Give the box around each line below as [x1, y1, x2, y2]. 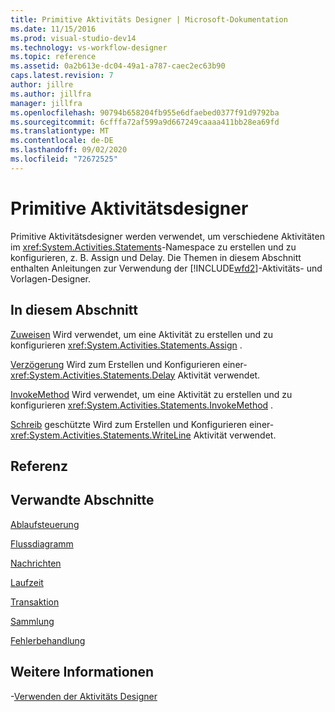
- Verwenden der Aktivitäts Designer [10, 690, 158, 702]
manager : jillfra [10, 98, 83, 108]
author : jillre [10, 80, 74, 90]
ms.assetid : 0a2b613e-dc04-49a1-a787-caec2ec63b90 [10, 61, 226, 71]
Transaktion [10, 596, 60, 608]
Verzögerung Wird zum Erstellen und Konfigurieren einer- [10, 358, 248, 370]
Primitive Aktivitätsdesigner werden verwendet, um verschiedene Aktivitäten [10, 230, 325, 242]
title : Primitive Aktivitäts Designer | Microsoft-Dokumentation [10, 14, 288, 25]
